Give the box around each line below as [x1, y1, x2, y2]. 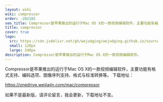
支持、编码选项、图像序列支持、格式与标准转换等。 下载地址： [9, 72, 134, 78]
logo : [5, 34, 16, 39]
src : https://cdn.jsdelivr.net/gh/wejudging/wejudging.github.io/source [9, 39, 160, 44]
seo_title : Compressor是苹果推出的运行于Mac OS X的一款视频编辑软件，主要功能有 [5, 20, 155, 26]
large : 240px [9, 48, 36, 52]
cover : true [5, 30, 29, 34]
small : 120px [9, 43, 36, 48]
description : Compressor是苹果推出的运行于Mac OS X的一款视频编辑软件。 [5, 52, 141, 57]
